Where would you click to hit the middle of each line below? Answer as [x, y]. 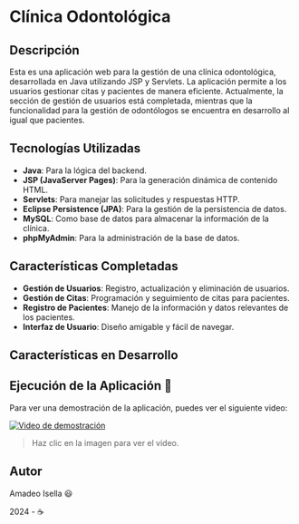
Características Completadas [94, 266]
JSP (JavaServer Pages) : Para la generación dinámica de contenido [150, 180]
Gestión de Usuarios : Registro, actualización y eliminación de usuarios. [156, 288]
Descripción [44, 50]
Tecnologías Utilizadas [75, 148]
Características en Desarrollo [94, 355]
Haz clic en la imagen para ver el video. [105, 442]
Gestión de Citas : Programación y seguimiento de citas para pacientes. [156, 297]
